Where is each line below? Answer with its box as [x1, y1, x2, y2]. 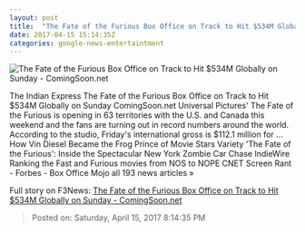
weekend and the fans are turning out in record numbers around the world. [9, 120, 290, 130]
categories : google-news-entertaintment [9, 38, 165, 48]
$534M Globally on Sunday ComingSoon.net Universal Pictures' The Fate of [9, 101, 294, 111]
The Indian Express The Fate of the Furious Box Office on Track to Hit [9, 91, 270, 101]
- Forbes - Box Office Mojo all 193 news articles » [9, 168, 194, 179]
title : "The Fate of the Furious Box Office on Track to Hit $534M [9, 22, 274, 31]
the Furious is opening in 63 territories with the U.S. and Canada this [9, 110, 265, 121]
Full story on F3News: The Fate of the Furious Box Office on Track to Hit [9, 185, 279, 196]
